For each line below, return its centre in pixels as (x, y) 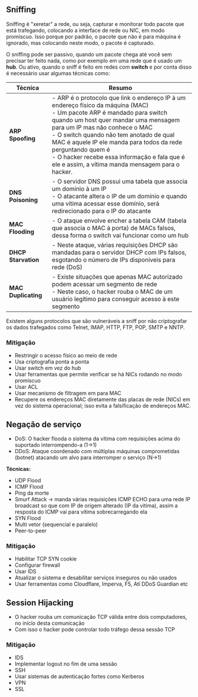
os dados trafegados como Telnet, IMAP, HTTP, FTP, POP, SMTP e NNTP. (95, 327)
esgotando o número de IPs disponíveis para (114, 260)
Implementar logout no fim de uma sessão (66, 664)
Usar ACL (26, 387)
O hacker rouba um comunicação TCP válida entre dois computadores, (101, 617)
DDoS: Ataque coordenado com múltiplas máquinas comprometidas (97, 451)
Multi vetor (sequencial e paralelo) (56, 524)
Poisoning (24, 199)
